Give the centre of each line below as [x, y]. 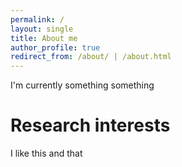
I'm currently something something [82, 85]
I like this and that [46, 153]
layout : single [42, 29]
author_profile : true [55, 47]
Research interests [90, 125]
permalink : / [37, 19]
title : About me [44, 38]
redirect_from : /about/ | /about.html [91, 57]
